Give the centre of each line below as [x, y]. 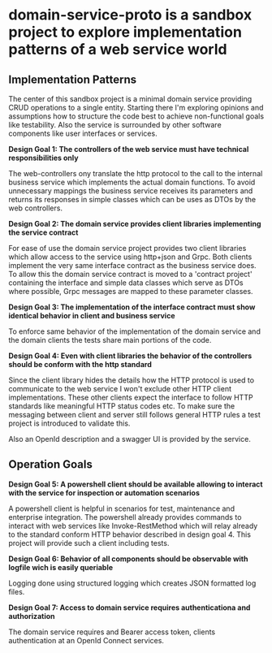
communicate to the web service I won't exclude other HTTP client [120, 389]
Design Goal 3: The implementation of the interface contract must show [132, 307]
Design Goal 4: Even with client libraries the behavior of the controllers [130, 356]
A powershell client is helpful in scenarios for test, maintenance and [122, 508]
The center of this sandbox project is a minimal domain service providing [130, 99]
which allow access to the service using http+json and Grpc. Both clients [130, 257]
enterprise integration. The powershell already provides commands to [125, 517]
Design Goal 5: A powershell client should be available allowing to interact [136, 484]
